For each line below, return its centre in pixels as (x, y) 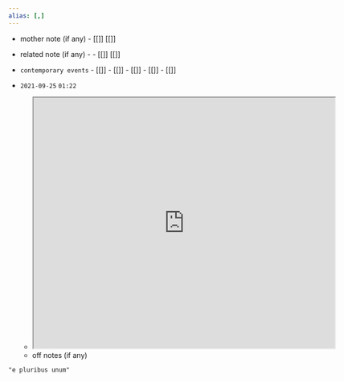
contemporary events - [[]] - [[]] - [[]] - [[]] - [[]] (98, 70)
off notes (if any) (59, 355)
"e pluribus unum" (39, 370)
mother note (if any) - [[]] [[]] (68, 39)
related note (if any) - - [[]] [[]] (70, 54)
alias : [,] (27, 16)
